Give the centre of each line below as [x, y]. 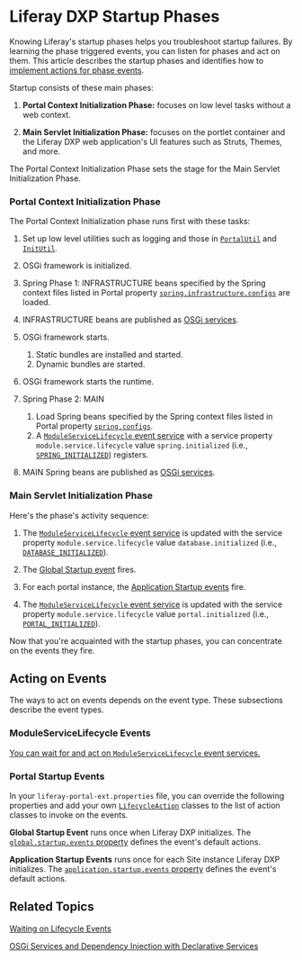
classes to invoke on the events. [69, 815]
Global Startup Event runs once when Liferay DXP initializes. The [130, 832]
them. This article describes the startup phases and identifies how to [137, 60]
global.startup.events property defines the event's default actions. [135, 842]
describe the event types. [57, 710]
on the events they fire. [52, 650]
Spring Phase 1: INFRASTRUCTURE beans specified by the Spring [144, 283]
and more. [41, 151]
